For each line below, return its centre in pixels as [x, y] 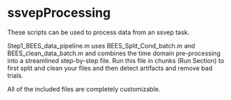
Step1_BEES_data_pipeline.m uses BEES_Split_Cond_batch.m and [101, 45]
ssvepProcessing [59, 13]
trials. [15, 76]
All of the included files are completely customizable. [84, 89]
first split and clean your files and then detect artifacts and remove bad [110, 68]
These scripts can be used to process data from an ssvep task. [98, 32]
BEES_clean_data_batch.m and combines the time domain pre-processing [114, 53]
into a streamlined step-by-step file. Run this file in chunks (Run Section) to [116, 60]
